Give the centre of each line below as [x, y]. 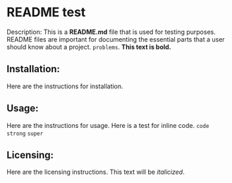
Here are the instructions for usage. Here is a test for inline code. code [108, 125]
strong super [25, 134]
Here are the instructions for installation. [65, 86]
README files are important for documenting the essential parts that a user [116, 39]
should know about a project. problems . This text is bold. [89, 47]
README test [46, 12]
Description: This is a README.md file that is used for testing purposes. [111, 32]
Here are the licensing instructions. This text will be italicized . [96, 172]
